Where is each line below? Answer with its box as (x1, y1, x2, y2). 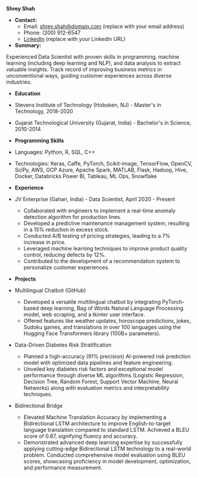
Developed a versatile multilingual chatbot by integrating (23, 298, 161, 305)
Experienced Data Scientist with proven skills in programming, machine (6, 53, 179, 60)
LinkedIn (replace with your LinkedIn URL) (23, 36, 126, 42)
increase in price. (23, 238, 66, 246)
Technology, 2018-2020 (14, 108, 73, 115)
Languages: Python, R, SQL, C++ (14, 148, 96, 155)
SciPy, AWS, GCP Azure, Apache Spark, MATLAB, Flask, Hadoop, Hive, (14, 166, 188, 173)
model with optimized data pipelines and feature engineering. (23, 359, 173, 366)
